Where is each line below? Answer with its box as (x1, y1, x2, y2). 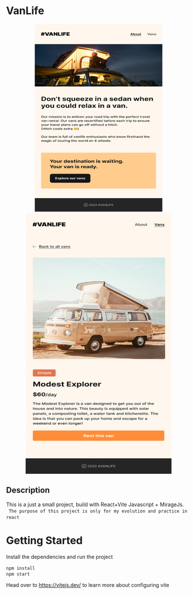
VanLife (6, 4, 45, 18)
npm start (6, 571, 31, 577)
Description (6, 485, 50, 496)
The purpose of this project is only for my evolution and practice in (8, 508, 188, 514)
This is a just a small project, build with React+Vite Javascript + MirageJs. (6, 501, 184, 508)
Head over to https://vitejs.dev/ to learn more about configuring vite (6, 581, 170, 588)
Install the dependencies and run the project (6, 553, 113, 560)
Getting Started (6, 534, 83, 547)
